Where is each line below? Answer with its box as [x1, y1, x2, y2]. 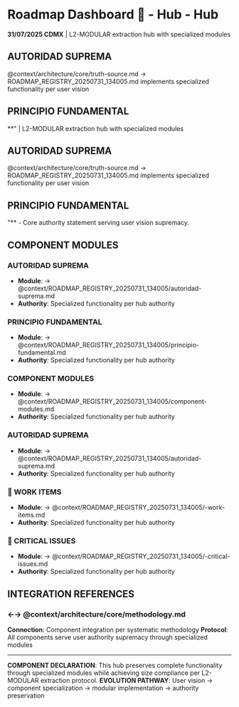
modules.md [17, 405, 55, 414]
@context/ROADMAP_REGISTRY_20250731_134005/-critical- [52, 552, 230, 561]
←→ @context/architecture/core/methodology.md [7, 609, 186, 619]
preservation [7, 691, 45, 700]
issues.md [17, 560, 48, 568]
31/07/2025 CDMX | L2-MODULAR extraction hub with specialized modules [7, 30, 231, 38]
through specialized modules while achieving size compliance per [7, 669, 201, 677]
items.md [17, 510, 46, 519]
